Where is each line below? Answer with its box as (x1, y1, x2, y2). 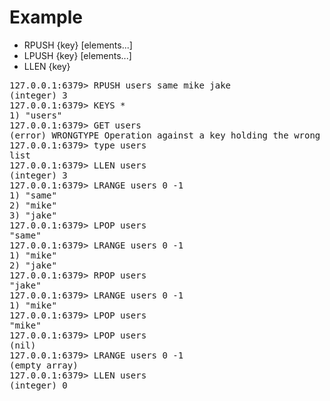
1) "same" (9, 189, 57, 201)
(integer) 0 (9, 379, 68, 391)
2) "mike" (9, 199, 57, 211)
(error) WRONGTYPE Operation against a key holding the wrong (9, 129, 321, 141)
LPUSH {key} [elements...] (23, 49, 132, 61)
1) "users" (9, 109, 63, 121)
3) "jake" (9, 209, 57, 221)
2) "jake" (9, 259, 57, 271)
